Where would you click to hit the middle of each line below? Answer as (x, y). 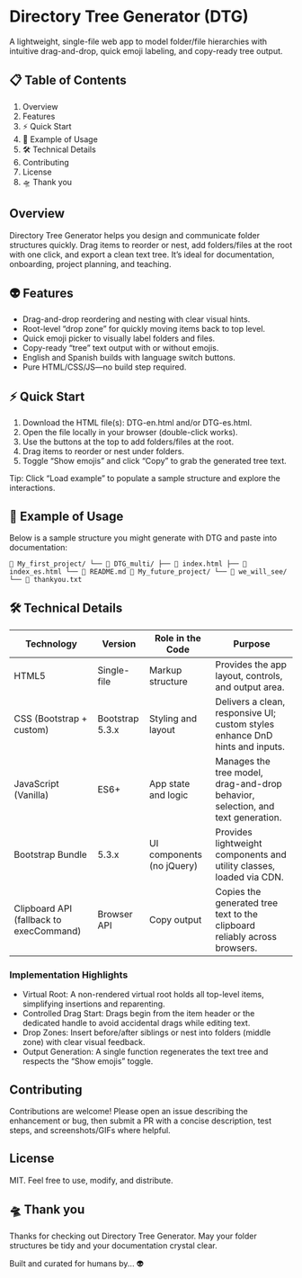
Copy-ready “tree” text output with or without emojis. (120, 348)
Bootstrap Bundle (50, 854)
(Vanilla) (31, 795)
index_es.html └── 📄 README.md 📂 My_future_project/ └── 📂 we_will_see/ (148, 572)
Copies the (238, 891)
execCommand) (48, 931)
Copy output (176, 919)
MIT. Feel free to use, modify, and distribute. (91, 1180)
